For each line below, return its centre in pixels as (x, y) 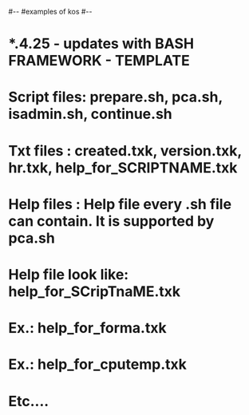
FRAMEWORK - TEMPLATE (99, 61)
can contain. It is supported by (111, 221)
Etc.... (29, 401)
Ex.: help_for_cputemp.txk (98, 364)
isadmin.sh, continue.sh (91, 114)
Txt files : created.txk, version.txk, (125, 150)
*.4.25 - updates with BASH (101, 44)
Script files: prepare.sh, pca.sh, (116, 97)
